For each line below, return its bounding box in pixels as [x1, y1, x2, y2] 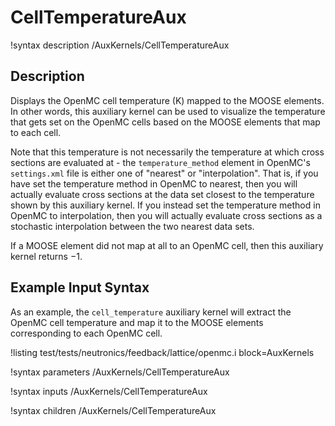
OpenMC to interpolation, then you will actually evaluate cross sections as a [10, 209, 323, 221]
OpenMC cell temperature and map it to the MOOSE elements [10, 316, 264, 328]
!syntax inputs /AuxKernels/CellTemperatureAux [10, 385, 208, 397]
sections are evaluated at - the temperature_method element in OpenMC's [10, 156, 311, 168]
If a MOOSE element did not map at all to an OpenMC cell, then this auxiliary [10, 239, 324, 251]
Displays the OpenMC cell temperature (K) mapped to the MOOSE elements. [10, 94, 325, 106]
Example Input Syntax [10, 279, 150, 296]
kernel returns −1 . [10, 250, 83, 262]
